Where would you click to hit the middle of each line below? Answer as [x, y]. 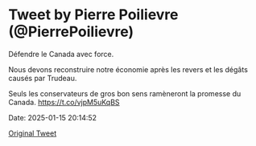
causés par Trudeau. [43, 78]
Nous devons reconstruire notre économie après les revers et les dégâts [128, 69]
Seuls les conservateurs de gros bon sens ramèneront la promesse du [125, 93]
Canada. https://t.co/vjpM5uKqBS [64, 102]
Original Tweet [33, 133]
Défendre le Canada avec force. [61, 54]
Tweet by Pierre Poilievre [93, 15]
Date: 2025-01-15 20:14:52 [53, 117]
